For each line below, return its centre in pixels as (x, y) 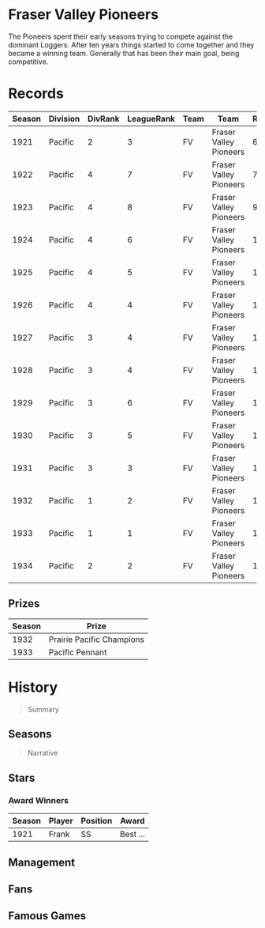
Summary (43, 709)
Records (36, 94)
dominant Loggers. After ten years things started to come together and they (131, 44)
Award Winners (39, 800)
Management (42, 862)
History (33, 687)
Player (61, 821)
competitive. (28, 62)
